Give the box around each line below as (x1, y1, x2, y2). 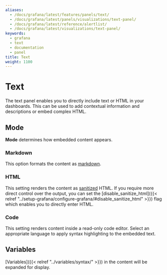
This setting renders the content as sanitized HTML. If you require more (5, 185, 154, 191)
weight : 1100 (5, 59, 33, 64)
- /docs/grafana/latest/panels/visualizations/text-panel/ (10, 17, 137, 22)
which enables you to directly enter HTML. (5, 201, 94, 207)
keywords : (5, 31, 26, 36)
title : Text (5, 54, 30, 60)
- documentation (10, 45, 44, 50)
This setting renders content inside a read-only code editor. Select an (5, 225, 150, 231)
